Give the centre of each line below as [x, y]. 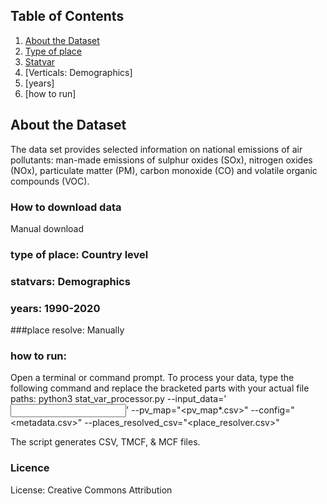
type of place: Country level [79, 254]
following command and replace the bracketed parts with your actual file [160, 388]
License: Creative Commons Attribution [91, 490]
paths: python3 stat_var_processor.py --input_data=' [118, 399]
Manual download [47, 228]
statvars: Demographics [70, 281]
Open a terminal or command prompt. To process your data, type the [152, 378]
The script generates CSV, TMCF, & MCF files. [105, 442]
